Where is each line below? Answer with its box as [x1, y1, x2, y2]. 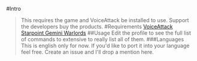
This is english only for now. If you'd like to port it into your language [20, 42, 190, 49]
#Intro [6, 5, 21, 12]
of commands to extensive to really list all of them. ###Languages [20, 36, 184, 42]
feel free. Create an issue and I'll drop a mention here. [20, 48, 154, 56]
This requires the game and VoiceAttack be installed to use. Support [20, 17, 189, 23]
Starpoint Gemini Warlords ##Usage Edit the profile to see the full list [20, 29, 192, 36]
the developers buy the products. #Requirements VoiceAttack [20, 23, 173, 30]
